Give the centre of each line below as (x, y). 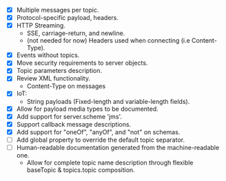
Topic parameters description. (59, 71)
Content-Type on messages (66, 86)
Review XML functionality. (53, 78)
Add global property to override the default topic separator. (101, 140)
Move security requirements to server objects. (82, 63)
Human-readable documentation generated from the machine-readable (118, 147)
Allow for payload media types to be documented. (88, 109)
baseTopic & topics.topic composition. (81, 170)
